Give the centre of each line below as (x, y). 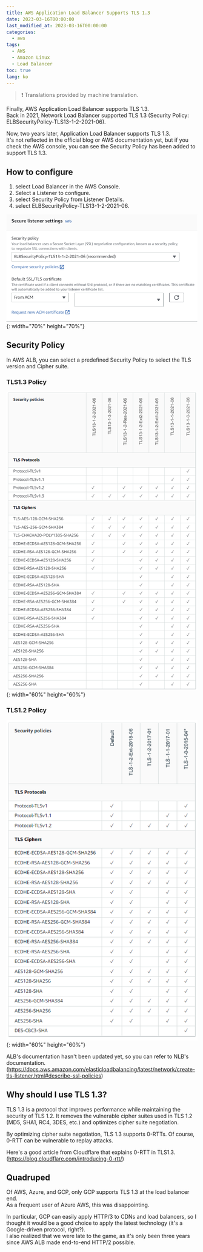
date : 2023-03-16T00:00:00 (40, 19)
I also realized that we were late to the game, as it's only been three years (98, 1236)
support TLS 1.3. (27, 153)
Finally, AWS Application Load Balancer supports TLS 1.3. (78, 109)
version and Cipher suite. (38, 366)
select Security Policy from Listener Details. (69, 199)
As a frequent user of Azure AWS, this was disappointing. (78, 1205)
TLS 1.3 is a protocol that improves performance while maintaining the (93, 1109)
